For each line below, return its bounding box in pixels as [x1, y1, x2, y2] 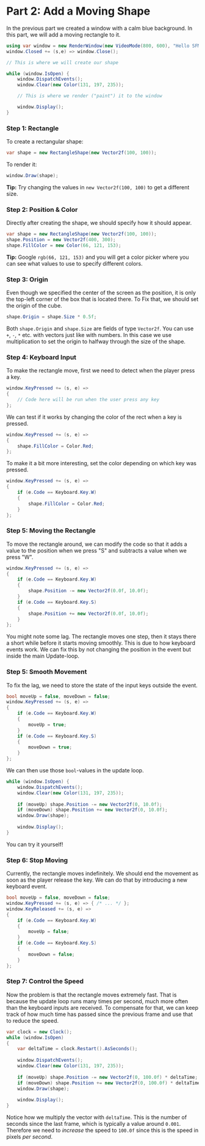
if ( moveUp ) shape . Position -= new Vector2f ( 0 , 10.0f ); [17, 801, 163, 807]
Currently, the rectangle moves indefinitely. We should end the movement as [6, 870, 199, 877]
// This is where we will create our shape [6, 59, 119, 65]
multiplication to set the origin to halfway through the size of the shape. [6, 338, 186, 345]
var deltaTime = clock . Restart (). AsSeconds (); [17, 1046, 138, 1052]
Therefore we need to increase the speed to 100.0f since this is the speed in [6, 1126, 199, 1134]
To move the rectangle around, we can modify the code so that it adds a [6, 540, 187, 548]
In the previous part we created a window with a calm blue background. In [6, 24, 193, 32]
